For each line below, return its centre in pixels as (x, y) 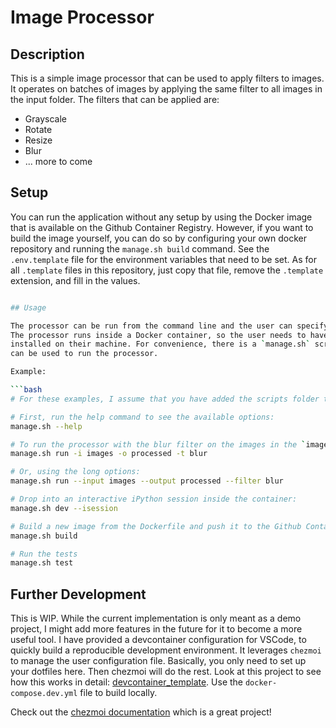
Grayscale (45, 119)
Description (47, 54)
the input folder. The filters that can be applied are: (115, 99)
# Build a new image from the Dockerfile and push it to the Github (156, 526)
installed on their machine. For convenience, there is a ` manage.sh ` (160, 344)
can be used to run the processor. (84, 354)
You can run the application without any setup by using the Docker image (161, 217)
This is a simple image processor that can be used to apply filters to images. (167, 78)
